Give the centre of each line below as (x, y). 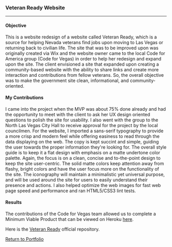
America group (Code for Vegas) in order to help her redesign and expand (83, 58)
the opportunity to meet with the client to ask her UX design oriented (78, 114)
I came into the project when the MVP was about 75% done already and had (86, 109)
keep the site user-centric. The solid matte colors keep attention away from (85, 163)
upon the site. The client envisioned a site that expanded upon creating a (82, 64)
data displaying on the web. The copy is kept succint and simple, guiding (82, 141)
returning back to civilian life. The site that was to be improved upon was (82, 48)
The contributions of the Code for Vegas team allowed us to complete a (81, 214)
